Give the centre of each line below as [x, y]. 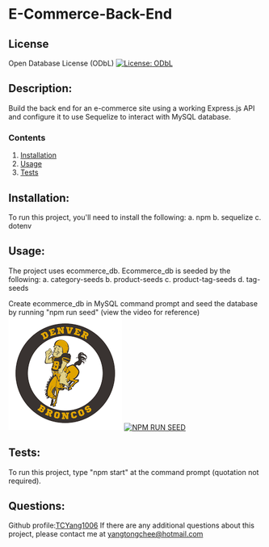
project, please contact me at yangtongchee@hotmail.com [106, 534]
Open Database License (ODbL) [61, 63]
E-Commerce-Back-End [90, 14]
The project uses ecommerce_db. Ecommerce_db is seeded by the [120, 271]
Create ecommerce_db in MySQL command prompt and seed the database [133, 303]
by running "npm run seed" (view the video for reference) [104, 312]
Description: [40, 88]
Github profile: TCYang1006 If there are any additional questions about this [131, 525]
